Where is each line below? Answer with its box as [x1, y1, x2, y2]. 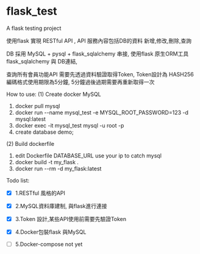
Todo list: [6, 176, 30, 184]
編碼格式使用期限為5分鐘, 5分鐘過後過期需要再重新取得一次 [6, 78, 155, 85]
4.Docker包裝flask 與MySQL [15, 228, 87, 236]
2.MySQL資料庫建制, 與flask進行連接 [15, 203, 108, 209]
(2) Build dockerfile [6, 140, 55, 147]
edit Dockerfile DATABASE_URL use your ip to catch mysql [15, 151, 162, 159]
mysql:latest [15, 115, 46, 123]
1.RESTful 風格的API [15, 189, 66, 197]
